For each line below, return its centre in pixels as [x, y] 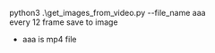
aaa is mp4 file [49, 39]
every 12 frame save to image [64, 22]
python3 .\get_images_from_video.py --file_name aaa [107, 13]
